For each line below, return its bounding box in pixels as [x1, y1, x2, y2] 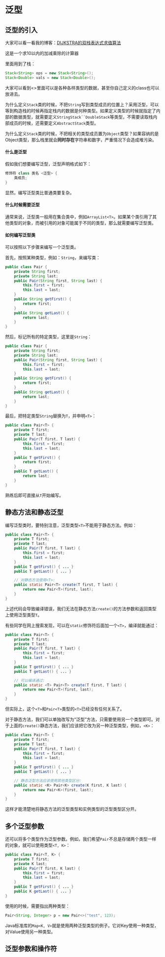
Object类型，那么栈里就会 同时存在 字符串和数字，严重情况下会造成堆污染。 [5, 137, 157, 142]
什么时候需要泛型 [5, 202, 40, 208]
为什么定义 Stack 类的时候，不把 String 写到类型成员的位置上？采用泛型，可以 [5, 101, 159, 107]
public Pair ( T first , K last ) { [14, 866, 80, 871]
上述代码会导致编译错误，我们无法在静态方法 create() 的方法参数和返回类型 [5, 605, 157, 611]
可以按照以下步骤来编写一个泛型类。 [5, 244, 79, 250]
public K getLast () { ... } [14, 889, 71, 894]
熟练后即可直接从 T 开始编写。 [5, 492, 64, 498]
